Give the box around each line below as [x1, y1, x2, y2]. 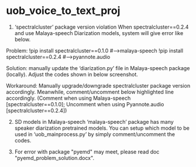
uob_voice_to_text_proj [6, 4, 121, 18]
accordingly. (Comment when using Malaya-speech [6, 95, 131, 102]
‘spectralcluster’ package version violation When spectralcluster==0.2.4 [14, 23, 189, 30]
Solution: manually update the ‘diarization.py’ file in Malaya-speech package [6, 64, 190, 71]
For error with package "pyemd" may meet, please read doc [14, 148, 160, 155]
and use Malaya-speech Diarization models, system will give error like [14, 29, 184, 36]
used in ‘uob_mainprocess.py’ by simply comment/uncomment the [14, 130, 176, 138]
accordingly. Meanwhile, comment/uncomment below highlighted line [6, 88, 174, 95]
